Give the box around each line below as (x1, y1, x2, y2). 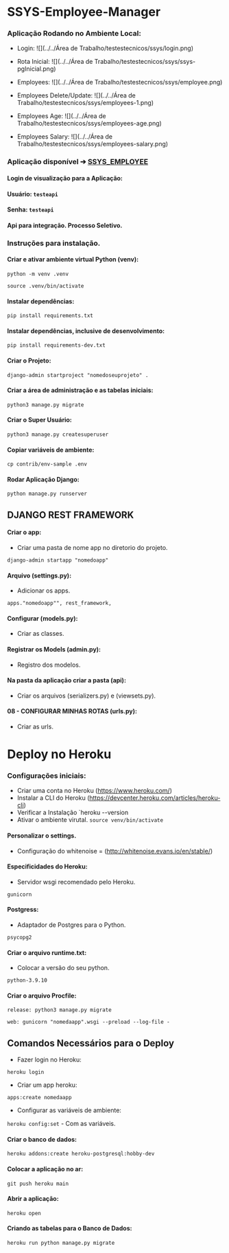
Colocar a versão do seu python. (16, 964, 110, 972)
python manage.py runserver (7, 490, 88, 498)
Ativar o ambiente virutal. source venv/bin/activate (16, 816, 163, 824)
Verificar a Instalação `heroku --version (16, 808, 129, 817)
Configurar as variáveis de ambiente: (16, 1106, 122, 1114)
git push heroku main (7, 1180, 69, 1187)
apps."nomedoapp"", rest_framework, (7, 600, 112, 607)
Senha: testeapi (7, 205, 54, 214)
